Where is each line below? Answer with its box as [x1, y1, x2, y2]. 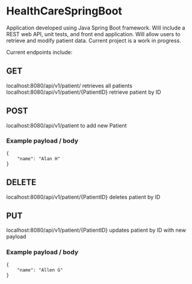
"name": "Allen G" [17, 267, 63, 273]
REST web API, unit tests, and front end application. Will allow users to [6, 30, 181, 37]
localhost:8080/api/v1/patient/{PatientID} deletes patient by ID [6, 193, 161, 200]
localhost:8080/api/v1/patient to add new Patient [6, 122, 127, 129]
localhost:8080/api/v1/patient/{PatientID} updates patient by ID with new [6, 227, 187, 234]
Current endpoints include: [6, 48, 73, 55]
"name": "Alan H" [17, 155, 61, 162]
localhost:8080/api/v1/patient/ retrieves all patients [6, 82, 132, 89]
